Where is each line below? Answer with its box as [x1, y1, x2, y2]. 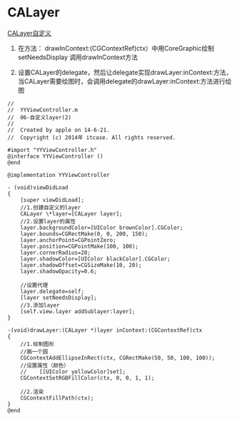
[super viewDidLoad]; [20, 196, 84, 203]
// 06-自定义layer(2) [7, 113, 72, 121]
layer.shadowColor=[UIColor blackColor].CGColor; [20, 255, 171, 263]
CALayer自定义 [7, 29, 52, 37]
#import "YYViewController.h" [7, 146, 98, 153]
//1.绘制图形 [20, 340, 55, 348]
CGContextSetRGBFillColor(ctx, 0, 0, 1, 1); [20, 374, 155, 382]
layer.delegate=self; [20, 288, 84, 295]
